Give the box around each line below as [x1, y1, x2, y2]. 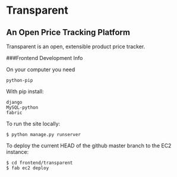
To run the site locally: [6, 120, 61, 127]
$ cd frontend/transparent [6, 160, 73, 166]
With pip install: [6, 88, 44, 95]
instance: [6, 148, 29, 155]
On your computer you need [6, 66, 75, 73]
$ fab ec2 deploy [6, 165, 49, 171]
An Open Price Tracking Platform [6, 27, 131, 37]
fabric [6, 110, 23, 116]
